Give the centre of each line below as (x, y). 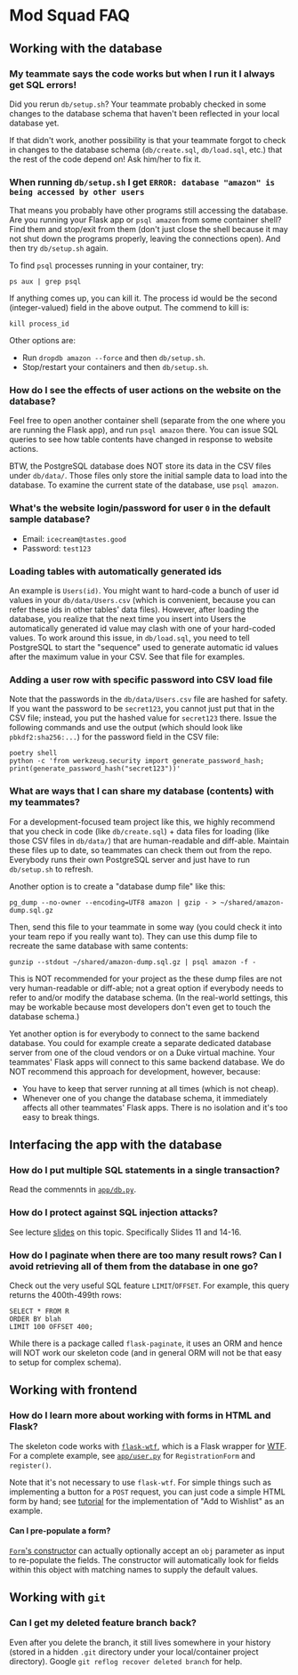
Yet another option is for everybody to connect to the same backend (134, 1034)
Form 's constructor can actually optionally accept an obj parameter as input (147, 1550)
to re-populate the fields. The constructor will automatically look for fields (144, 1560)
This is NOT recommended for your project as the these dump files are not (146, 978)
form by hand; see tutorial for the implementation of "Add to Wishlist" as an (147, 1501)
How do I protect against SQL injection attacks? (113, 1212)
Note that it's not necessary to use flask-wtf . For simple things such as (140, 1482)
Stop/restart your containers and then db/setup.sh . (115, 367)
